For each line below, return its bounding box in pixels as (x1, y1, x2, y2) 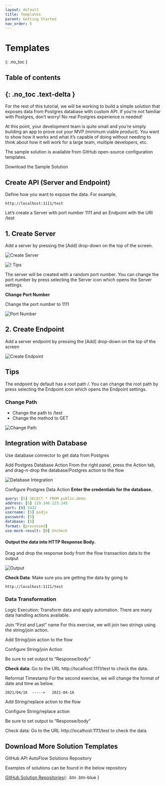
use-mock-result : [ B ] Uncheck (5, 528, 68, 533)
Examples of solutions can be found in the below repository (5, 765, 127, 771)
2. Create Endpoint (5, 325, 65, 334)
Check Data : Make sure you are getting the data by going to (5, 574, 128, 580)
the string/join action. (5, 627, 49, 633)
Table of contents (5, 73, 61, 82)
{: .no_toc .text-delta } (5, 90, 76, 98)
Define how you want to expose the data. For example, (5, 192, 117, 198)
